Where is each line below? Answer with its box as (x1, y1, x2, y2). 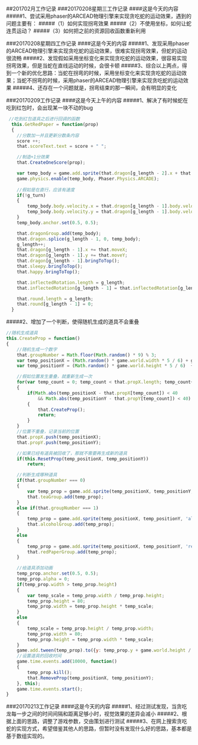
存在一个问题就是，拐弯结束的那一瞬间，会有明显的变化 (42, 85, 177, 91)
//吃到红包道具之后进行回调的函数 (8, 116, 80, 122)
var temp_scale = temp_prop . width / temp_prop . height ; (27, 592, 165, 598)
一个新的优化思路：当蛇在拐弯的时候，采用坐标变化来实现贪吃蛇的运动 (11, 70, 181, 76)
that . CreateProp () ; (37, 407, 85, 413)
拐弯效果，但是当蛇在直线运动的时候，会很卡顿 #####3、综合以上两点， (6, 62, 182, 69)
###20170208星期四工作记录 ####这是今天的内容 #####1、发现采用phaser (6, 40, 190, 47)
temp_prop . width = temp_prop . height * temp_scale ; (27, 604, 154, 610)
